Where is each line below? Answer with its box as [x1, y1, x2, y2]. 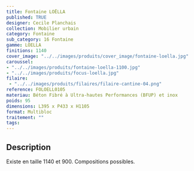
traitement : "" [6, 114, 44, 120]
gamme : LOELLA [6, 42, 42, 48]
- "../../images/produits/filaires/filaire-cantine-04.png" [8, 81, 162, 87]
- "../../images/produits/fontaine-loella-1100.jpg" [6, 64, 141, 71]
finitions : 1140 [6, 48, 47, 54]
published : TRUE [6, 14, 47, 20]
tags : [6, 120, 20, 126]
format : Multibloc [6, 109, 52, 115]
